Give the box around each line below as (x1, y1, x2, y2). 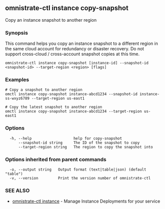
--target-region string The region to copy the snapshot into (18, 144, 153, 149)
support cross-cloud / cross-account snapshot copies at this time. (5, 51, 140, 57)
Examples (5, 76, 30, 83)
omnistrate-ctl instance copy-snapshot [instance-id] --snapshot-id (5, 61, 149, 66)
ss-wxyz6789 (5, 96, 30, 101)
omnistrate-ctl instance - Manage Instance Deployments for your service (12, 198, 161, 204)
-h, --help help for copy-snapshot (9, 136, 122, 141)
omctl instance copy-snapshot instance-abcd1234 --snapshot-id (5, 92, 138, 97)
